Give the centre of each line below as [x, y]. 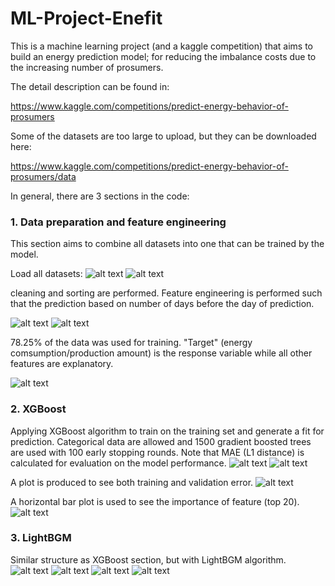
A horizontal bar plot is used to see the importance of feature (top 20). [155, 501]
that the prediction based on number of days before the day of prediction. [162, 304]
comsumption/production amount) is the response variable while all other [161, 353]
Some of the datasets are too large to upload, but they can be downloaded [163, 136]
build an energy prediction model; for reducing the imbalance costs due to [163, 56]
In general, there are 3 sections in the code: [100, 196]
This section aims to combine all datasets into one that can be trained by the [167, 244]
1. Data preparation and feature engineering [118, 222]
